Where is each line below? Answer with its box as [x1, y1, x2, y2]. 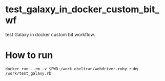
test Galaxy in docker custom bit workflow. [5, 31, 95, 37]
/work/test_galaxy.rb [5, 71, 52, 76]
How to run [5, 50, 53, 61]
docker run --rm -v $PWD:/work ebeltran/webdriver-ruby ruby [5, 66, 139, 71]
